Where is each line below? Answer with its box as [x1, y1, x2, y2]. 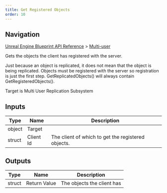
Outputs [5, 157, 31, 165]
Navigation [5, 30, 40, 39]
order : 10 [5, 12, 26, 17]
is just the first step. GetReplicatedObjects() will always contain [5, 73, 134, 79]
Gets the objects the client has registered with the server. [5, 53, 123, 59]
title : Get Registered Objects [5, 7, 70, 12]
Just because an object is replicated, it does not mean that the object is [5, 63, 152, 68]
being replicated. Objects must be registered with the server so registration [5, 68, 159, 74]
